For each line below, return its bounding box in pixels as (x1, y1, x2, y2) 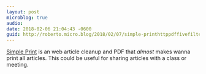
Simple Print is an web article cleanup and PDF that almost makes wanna (6, 48, 191, 55)
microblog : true (6, 15, 48, 21)
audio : (6, 20, 23, 26)
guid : (6, 32, 20, 38)
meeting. (6, 61, 29, 69)
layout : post (6, 8, 40, 15)
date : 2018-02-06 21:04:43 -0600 (6, 25, 92, 32)
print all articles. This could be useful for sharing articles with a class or (6, 55, 187, 62)
